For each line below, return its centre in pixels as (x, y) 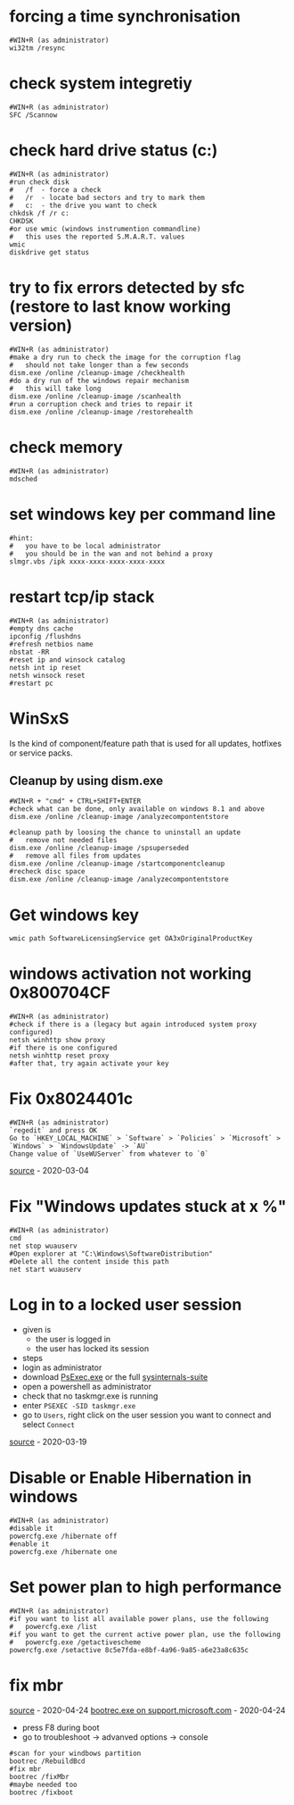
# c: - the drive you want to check (83, 205)
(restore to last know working (120, 306)
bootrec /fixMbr (39, 1776)
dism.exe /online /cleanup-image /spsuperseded (99, 848)
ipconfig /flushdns (45, 636)
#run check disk (39, 182)
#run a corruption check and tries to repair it (101, 404)
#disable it (31, 1528)
